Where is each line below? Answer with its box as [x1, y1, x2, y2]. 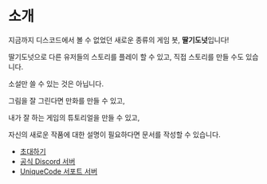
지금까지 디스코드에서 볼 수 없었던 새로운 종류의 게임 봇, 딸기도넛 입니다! [8, 35, 230, 45]
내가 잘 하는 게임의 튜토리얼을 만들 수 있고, [8, 112, 140, 122]
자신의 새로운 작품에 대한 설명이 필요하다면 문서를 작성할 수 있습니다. [8, 129, 221, 139]
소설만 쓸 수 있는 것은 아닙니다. [8, 79, 104, 88]
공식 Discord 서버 [19, 156, 76, 166]
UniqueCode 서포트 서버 [19, 166, 98, 176]
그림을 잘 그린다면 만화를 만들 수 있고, [8, 96, 125, 105]
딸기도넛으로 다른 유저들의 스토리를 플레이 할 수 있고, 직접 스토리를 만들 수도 [8, 52, 245, 61]
